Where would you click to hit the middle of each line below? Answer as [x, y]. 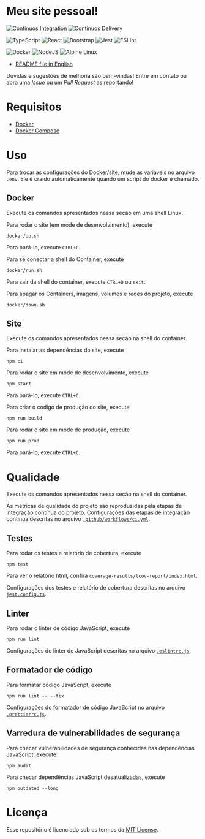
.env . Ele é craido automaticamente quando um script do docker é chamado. [103, 178]
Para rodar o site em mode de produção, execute [68, 430]
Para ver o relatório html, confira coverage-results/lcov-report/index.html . [102, 576]
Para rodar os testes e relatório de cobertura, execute [74, 553]
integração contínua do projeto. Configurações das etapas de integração [98, 512]
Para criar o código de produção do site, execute [68, 407]
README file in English [44, 64]
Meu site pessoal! [52, 11]
